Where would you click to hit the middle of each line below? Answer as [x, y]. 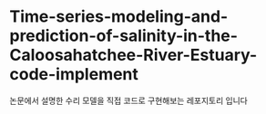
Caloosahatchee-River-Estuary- [133, 55]
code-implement [74, 75]
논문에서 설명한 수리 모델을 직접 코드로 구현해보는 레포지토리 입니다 [128, 100]
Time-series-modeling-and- [119, 17]
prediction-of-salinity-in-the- [124, 36]
